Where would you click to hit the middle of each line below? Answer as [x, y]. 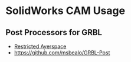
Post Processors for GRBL [54, 32]
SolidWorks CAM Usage [65, 11]
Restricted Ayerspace [40, 46]
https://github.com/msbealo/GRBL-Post [62, 53]
